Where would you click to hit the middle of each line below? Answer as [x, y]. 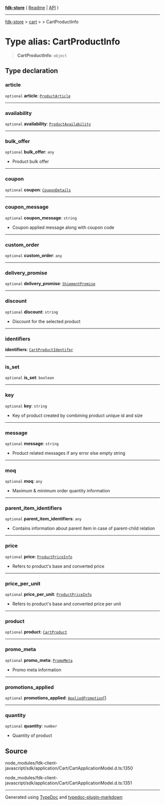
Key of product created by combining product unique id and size [77, 415]
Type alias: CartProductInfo [63, 42]
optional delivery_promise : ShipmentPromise [50, 284]
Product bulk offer [30, 162]
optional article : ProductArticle [38, 96]
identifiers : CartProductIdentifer [39, 349]
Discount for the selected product [46, 321]
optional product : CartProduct [36, 632]
